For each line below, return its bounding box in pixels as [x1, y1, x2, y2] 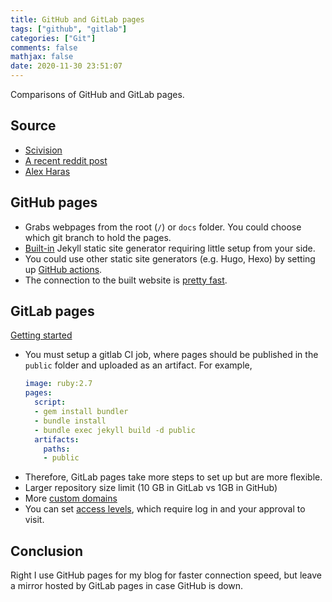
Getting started [10, 329, 73, 341]
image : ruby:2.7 [24, 379, 93, 389]
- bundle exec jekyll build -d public [34, 425, 196, 435]
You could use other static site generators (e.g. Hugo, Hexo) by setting [24, 252, 316, 265]
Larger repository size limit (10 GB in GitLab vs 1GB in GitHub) [24, 482, 278, 494]
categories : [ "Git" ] [10, 33, 97, 43]
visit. [24, 514, 45, 526]
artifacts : [34, 434, 80, 445]
